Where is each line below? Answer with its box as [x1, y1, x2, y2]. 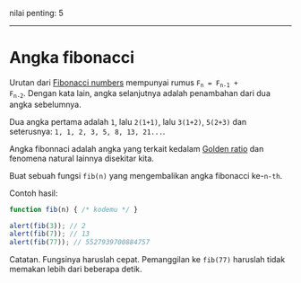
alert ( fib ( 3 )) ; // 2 [9, 221, 87, 230]
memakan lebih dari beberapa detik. [9, 264, 142, 275]
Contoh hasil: [9, 188, 58, 199]
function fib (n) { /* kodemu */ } [9, 205, 139, 214]
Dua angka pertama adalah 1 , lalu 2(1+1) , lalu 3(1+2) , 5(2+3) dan [9, 116, 247, 127]
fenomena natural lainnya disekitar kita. [9, 153, 155, 164]
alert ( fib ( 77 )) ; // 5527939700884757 [9, 238, 150, 247]
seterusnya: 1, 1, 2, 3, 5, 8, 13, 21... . [9, 126, 166, 137]
